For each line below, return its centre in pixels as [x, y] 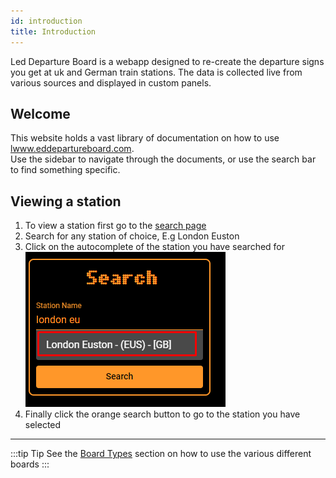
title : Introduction [53, 31]
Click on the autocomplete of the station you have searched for [155, 247]
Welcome [40, 113]
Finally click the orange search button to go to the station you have [162, 414]
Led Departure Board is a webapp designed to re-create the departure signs [167, 61]
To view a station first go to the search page [115, 226]
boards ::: [30, 464]
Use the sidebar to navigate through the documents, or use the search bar [163, 159]
